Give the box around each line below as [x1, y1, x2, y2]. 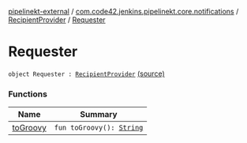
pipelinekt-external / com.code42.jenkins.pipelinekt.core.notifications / [8, 7, 239, 16]
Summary [80, 109, 118, 120]
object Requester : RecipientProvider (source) [8, 69, 165, 78]
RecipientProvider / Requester [8, 15, 106, 24]
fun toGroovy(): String [54, 123, 144, 133]
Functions [8, 88, 47, 100]
